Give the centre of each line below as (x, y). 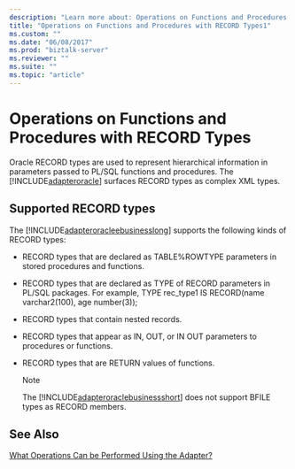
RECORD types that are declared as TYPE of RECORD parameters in (146, 283)
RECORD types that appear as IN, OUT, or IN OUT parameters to (139, 336)
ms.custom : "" (35, 34)
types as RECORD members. (74, 406)
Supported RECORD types (82, 209)
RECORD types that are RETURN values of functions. (118, 363)
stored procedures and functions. (83, 265)
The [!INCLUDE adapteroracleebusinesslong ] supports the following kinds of (148, 230)
